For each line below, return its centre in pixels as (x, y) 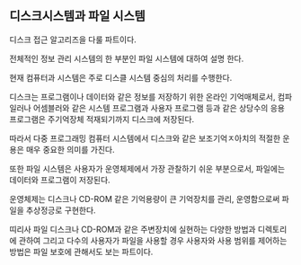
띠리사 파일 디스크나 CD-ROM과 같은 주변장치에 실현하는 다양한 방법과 (133, 229)
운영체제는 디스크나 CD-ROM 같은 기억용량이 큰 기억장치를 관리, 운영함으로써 (145, 199)
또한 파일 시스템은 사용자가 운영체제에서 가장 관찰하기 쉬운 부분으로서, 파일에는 (147, 168)
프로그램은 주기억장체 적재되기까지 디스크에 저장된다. (102, 119)
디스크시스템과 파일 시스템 (77, 16)
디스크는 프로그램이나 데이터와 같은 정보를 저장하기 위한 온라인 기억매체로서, (142, 96)
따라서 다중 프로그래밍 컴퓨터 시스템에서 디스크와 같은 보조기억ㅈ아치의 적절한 (145, 138)
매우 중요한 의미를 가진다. (70, 149)
